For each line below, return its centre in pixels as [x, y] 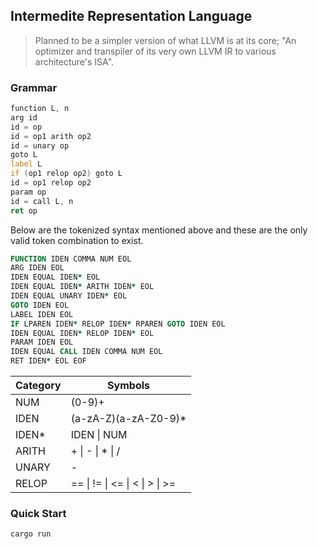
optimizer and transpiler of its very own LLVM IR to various [155, 51]
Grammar [34, 87]
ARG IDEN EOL [37, 268]
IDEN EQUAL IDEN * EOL [55, 277]
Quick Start [38, 514]
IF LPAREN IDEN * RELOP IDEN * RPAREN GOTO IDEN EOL [118, 324]
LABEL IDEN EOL [42, 314]
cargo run [31, 534]
